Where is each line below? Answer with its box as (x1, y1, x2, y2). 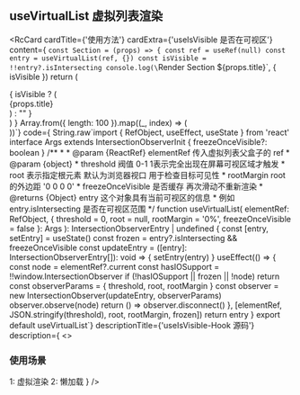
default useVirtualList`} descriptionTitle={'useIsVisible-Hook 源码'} (9, 319, 255, 330)
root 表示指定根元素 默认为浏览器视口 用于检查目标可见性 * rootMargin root (9, 169, 286, 180)
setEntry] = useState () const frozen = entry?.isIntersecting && (9, 232, 238, 243)
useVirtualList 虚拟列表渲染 (9, 8, 163, 24)
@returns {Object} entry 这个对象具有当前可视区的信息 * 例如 (9, 192, 235, 202)
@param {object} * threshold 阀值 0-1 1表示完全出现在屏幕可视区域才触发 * (9, 158, 286, 169)
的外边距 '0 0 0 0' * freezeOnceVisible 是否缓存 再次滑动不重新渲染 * (9, 181, 263, 192)
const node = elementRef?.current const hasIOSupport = (9, 261, 220, 272)
